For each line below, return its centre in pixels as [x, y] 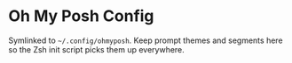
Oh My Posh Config [81, 16]
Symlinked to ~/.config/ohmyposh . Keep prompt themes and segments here [146, 40]
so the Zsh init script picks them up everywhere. [97, 49]
